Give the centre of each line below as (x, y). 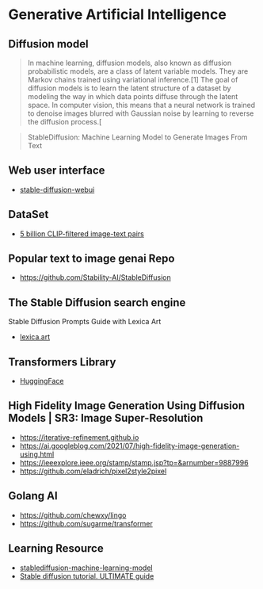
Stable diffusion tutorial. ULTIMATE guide (87, 576)
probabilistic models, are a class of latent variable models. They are (138, 71)
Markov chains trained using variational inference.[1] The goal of (133, 80)
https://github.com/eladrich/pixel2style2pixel (93, 471)
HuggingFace (42, 381)
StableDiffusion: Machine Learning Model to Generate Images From (137, 137)
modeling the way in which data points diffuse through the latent (133, 96)
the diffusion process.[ (65, 122)
